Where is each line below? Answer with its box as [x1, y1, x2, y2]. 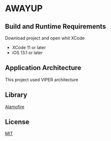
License [5, 118, 30, 126]
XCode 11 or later [12, 45, 46, 50]
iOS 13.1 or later [12, 50, 43, 55]
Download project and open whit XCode [5, 35, 85, 41]
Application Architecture [5, 64, 81, 72]
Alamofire [5, 104, 25, 109]
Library [5, 91, 28, 99]
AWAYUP [5, 3, 43, 14]
